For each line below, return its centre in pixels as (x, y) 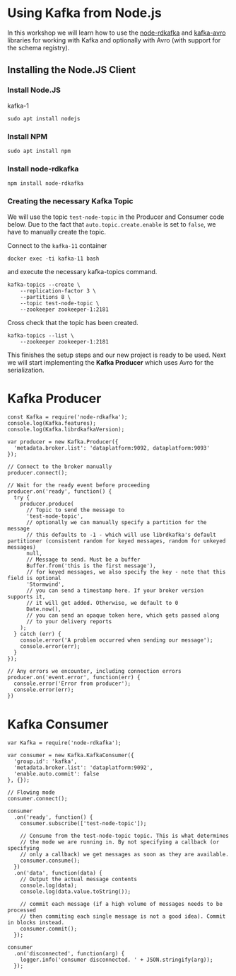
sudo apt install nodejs (44, 118)
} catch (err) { (37, 634)
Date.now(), (43, 609)
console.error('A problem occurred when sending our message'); (117, 640)
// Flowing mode (31, 793)
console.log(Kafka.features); (52, 424)
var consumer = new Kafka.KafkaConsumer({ (71, 756)
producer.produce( (47, 504)
